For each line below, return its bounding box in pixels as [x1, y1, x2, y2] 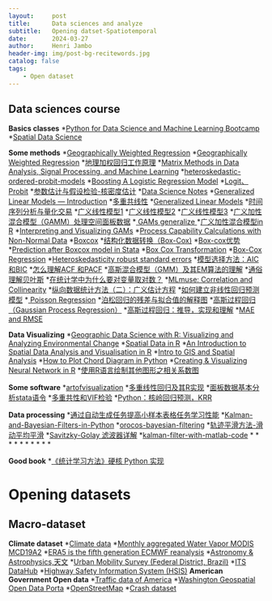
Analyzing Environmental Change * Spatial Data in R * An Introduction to [8, 338, 247, 349]
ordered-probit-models [8, 176, 86, 187]
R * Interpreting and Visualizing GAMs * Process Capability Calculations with [8, 226, 261, 236]
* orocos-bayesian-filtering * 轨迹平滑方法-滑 [116, 420, 263, 430]
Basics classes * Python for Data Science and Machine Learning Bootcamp [8, 123, 261, 134]
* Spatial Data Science [8, 132, 83, 142]
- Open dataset [23, 72, 74, 80]
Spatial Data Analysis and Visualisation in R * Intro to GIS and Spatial [8, 347, 236, 357]
